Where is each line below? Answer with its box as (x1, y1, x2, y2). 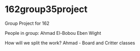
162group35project (5, 4, 88, 15)
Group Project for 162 (5, 20, 50, 26)
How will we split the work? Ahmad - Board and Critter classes (5, 39, 135, 46)
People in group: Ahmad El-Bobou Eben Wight (5, 30, 101, 36)
